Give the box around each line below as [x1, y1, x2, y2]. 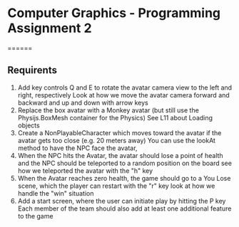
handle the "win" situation [17, 189, 94, 197]
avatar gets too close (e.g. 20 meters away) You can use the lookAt [17, 136, 216, 144]
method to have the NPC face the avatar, [17, 144, 138, 152]
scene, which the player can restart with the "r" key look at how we [17, 181, 215, 190]
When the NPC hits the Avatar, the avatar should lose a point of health [17, 151, 223, 159]
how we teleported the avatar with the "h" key [17, 166, 153, 175]
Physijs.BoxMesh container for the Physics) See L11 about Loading [17, 113, 213, 122]
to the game [17, 211, 54, 220]
